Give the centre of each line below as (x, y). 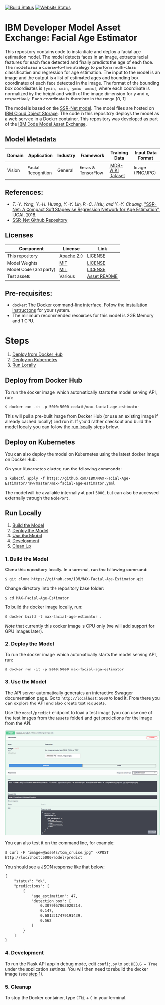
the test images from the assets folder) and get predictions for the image (79, 718)
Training (120, 153)
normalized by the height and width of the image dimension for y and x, (77, 93)
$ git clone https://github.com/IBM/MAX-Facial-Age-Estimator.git (74, 579)
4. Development (25, 953)
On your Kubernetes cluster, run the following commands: (63, 469)
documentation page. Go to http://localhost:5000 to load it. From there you (82, 698)
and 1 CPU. (23, 321)
